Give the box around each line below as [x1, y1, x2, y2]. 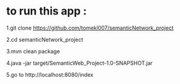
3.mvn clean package [6, 47, 61, 55]
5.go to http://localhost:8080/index [6, 71, 94, 78]
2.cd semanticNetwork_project [6, 36, 84, 43]
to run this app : [6, 4, 87, 18]
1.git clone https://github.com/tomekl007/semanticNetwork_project [6, 24, 174, 31]
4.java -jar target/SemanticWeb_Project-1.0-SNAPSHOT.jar [6, 59, 153, 66]
